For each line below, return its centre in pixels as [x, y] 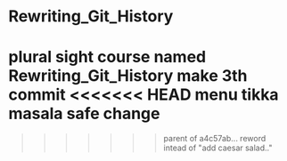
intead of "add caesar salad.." [218, 148]
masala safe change [84, 114]
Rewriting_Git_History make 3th [128, 76]
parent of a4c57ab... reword [215, 139]
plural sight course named [107, 57]
